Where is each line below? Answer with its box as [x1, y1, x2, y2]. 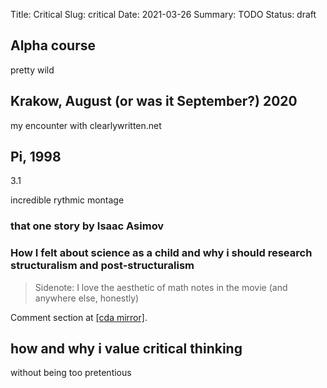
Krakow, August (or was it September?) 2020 [10, 93, 298, 110]
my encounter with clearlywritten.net [10, 119, 162, 131]
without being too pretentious [10, 367, 132, 379]
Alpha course [10, 37, 96, 54]
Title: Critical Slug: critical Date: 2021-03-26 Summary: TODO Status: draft [10, 9, 317, 20]
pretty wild [10, 64, 55, 76]
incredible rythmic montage [10, 194, 125, 206]
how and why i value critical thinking [10, 340, 243, 358]
